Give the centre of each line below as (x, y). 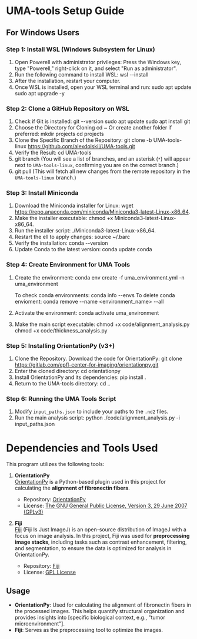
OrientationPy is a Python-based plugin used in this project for (90, 482)
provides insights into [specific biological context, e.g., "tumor (90, 618)
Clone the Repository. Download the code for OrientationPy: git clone (98, 359)
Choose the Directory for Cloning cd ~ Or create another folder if (93, 128)
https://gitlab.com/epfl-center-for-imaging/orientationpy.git (86, 365)
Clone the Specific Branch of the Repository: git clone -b (83, 140)
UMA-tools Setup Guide (65, 11)
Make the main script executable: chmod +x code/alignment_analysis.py (102, 324)
